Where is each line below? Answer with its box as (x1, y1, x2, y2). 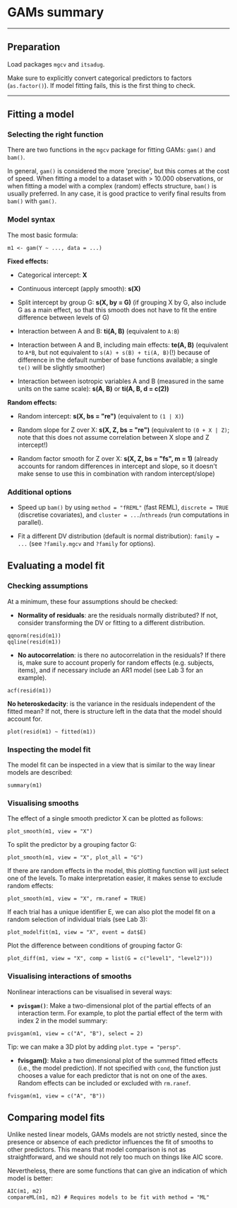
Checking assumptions (7, 581, 89, 591)
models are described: (7, 768, 73, 777)
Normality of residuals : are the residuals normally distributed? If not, (17, 610, 218, 620)
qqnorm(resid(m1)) (7, 632, 61, 639)
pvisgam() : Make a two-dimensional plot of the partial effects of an (17, 1001, 212, 1010)
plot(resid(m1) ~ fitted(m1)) (7, 728, 97, 735)
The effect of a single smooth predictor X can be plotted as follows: (7, 814, 203, 823)
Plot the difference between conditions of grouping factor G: (7, 941, 183, 950)
